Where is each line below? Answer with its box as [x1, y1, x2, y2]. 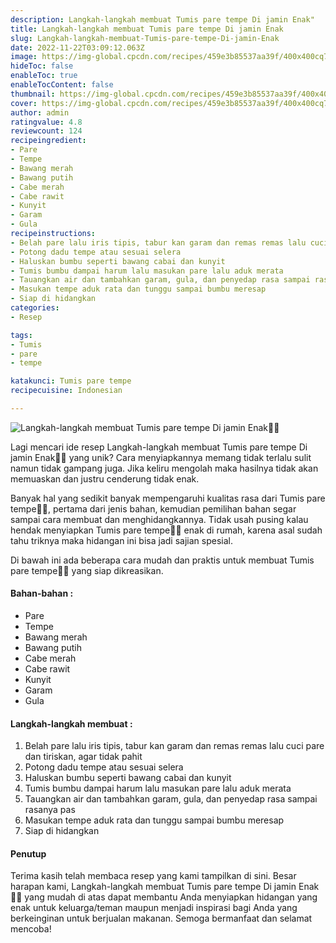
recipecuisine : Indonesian [10, 386, 123, 396]
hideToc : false [10, 61, 74, 71]
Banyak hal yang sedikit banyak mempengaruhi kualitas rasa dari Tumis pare [10, 492, 326, 504]
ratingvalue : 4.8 [10, 117, 83, 127]
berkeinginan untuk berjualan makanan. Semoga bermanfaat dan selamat [10, 912, 313, 925]
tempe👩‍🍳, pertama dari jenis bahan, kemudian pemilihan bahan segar [10, 502, 297, 515]
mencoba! [10, 923, 52, 935]
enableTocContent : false [10, 80, 114, 90]
